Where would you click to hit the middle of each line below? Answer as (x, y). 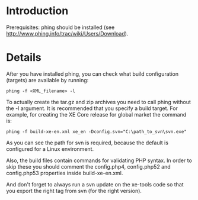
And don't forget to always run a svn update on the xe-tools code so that (95, 184)
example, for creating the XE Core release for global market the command (96, 114)
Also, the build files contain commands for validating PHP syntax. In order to (99, 160)
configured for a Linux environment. (50, 149)
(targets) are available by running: (47, 80)
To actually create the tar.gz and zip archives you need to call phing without (99, 102)
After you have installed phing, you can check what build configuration (92, 74)
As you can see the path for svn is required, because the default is (87, 143)
